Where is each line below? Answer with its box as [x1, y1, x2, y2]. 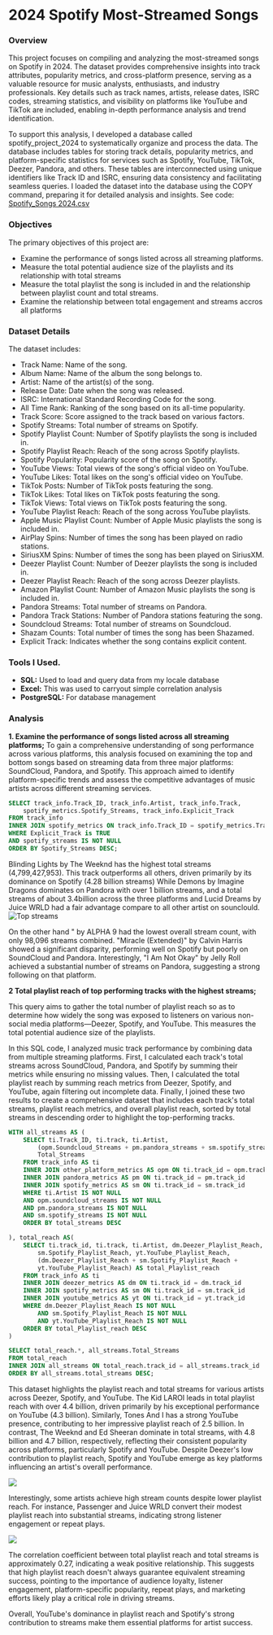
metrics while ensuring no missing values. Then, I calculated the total [8, 1069, 240, 1079]
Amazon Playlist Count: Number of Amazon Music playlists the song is [19, 584, 256, 595]
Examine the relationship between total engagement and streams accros [19, 296, 263, 306]
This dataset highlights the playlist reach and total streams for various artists [8, 1384, 265, 1393]
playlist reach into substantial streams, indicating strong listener [8, 1510, 222, 1519]
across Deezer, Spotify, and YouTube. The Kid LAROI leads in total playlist [8, 1392, 255, 1402]
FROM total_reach [8, 1354, 67, 1362]
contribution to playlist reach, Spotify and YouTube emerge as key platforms [8, 1453, 262, 1462]
